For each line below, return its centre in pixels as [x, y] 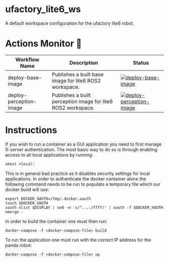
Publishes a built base [78, 74]
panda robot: [19, 245]
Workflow [27, 59]
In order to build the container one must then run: [56, 221]
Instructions [31, 130]
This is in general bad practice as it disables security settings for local [77, 173]
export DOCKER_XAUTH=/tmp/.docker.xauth [48, 199]
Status [141, 62]
